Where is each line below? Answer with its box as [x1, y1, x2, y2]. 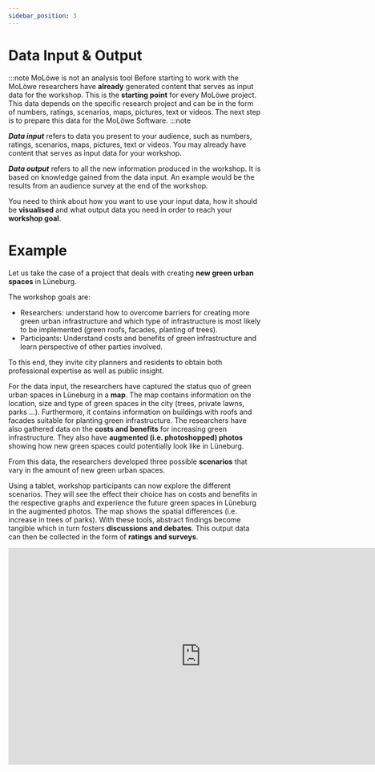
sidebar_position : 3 [8, 11, 78, 20]
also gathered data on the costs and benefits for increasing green [8, 424, 227, 433]
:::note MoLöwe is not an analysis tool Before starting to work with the [8, 73, 239, 83]
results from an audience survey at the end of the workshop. [8, 181, 208, 190]
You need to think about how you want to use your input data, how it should [8, 196, 258, 205]
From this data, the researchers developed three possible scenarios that [8, 457, 248, 466]
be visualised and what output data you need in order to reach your [8, 205, 232, 214]
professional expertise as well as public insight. [8, 366, 164, 376]
